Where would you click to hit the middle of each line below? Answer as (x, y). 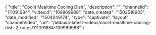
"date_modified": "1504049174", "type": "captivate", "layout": (68, 17)
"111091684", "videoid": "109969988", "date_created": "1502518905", (76, 12)
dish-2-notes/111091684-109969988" (43, 28)
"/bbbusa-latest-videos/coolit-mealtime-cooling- (101, 22)
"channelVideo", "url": (28, 22)
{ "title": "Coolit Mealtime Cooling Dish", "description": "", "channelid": (77, 7)
